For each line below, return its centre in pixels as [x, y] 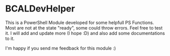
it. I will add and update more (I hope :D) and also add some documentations [85, 33]
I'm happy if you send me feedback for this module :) [61, 48]
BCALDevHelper [40, 9]
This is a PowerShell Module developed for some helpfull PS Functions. [80, 22]
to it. [10, 38]
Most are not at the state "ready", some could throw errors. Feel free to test [84, 27]
